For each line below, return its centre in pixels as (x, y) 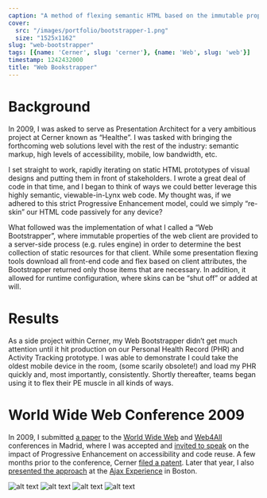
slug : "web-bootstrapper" (51, 45)
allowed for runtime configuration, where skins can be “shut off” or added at (133, 278)
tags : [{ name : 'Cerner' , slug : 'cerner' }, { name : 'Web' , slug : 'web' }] (130, 53)
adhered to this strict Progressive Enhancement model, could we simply (126, 203)
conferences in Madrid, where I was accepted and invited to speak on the (129, 445)
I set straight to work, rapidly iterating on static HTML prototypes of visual (129, 169)
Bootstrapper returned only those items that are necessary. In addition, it (127, 269)
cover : (19, 23)
